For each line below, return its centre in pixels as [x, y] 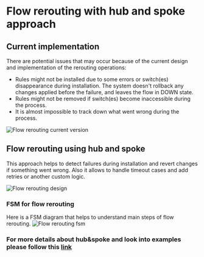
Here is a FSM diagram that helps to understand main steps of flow [90, 218]
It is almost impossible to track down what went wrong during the [97, 111]
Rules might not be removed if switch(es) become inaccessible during [103, 99]
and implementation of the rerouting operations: [66, 67]
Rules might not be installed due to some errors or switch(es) [92, 79]
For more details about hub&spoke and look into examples [94, 239]
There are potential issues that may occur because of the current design [97, 61]
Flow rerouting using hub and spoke [76, 149]
